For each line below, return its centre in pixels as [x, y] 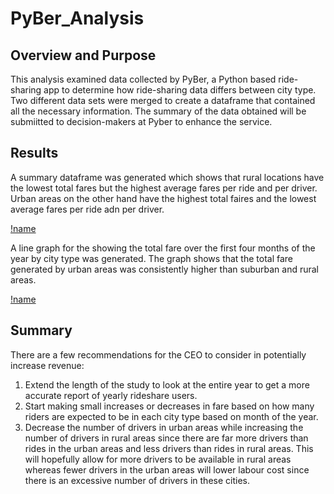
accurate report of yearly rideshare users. [111, 395]
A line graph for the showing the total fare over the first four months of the [163, 248]
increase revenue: [47, 365]
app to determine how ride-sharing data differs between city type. [180, 90]
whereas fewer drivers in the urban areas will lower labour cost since [167, 469]
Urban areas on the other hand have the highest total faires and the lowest [163, 198]
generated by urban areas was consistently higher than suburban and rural [165, 269]
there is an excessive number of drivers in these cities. [137, 480]
